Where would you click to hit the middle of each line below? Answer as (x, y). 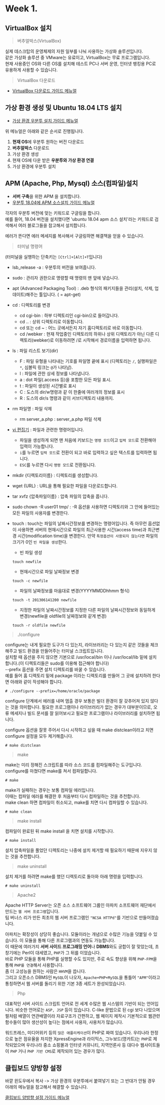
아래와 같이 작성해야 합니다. (36, 681)
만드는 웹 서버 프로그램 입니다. (33, 911)
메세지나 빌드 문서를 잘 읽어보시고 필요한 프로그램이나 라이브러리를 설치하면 (82, 713)
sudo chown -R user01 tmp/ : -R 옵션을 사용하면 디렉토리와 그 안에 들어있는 (86, 507)
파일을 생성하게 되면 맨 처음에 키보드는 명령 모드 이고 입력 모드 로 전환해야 (88, 440)
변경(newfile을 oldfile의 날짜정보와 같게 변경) (63, 616)
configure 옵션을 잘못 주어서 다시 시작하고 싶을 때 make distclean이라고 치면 (79, 730)
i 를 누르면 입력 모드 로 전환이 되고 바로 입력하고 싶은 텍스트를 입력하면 (86, 452)
